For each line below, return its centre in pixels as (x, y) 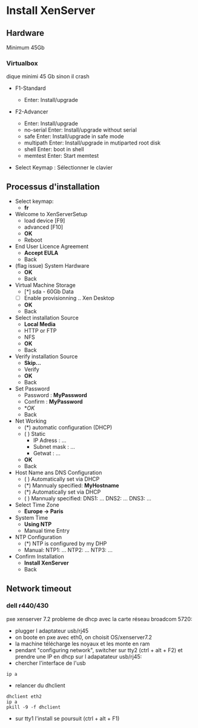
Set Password (32, 389)
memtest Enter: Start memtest (61, 156)
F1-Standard (31, 88)
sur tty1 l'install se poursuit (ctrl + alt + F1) (67, 718)
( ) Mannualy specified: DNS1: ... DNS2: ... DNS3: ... (87, 498)
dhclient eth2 (24, 696)
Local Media (40, 324)
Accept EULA (41, 253)
